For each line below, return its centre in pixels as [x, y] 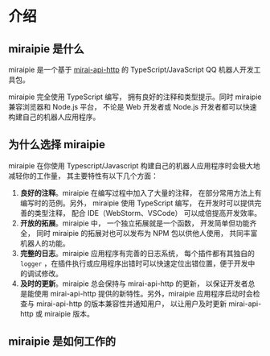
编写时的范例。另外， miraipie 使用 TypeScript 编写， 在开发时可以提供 [137, 203]
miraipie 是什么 [46, 49]
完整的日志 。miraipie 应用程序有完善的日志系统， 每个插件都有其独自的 [137, 253]
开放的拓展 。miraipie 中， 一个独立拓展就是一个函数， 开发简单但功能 [135, 223]
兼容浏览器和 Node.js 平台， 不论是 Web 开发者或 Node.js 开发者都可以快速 [133, 107]
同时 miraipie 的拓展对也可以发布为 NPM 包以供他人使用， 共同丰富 [147, 233]
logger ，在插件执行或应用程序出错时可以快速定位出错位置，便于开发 [134, 263]
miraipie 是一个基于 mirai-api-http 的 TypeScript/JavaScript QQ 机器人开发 [131, 70]
